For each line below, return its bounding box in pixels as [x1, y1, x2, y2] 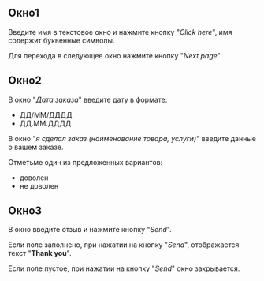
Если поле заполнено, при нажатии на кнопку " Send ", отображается [8, 240, 240, 249]
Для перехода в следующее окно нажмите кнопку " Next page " [8, 51, 221, 60]
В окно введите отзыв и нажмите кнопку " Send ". [8, 225, 172, 234]
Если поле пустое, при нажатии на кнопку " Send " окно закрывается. [8, 264, 240, 273]
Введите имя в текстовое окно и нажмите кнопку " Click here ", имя [8, 27, 232, 36]
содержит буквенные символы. [8, 36, 115, 45]
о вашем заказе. [8, 142, 64, 152]
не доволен [19, 181, 59, 190]
